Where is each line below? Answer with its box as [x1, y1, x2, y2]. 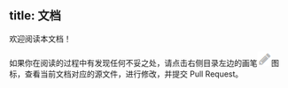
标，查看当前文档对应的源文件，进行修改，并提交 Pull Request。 [9, 69, 244, 79]
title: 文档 [9, 8, 62, 24]
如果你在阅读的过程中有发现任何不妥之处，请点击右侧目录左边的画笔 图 [9, 57, 279, 68]
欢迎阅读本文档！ [9, 33, 72, 44]
